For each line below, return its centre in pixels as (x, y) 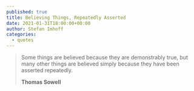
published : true (27, 12)
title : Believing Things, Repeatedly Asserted (66, 18)
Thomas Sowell (41, 82)
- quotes (23, 40)
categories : (21, 35)
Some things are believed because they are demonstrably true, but (104, 57)
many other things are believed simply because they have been (100, 64)
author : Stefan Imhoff (35, 29)
